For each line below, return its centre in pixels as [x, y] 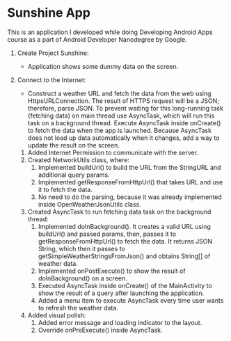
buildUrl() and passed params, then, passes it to [107, 234]
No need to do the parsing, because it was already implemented [130, 197]
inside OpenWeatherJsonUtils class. [89, 204]
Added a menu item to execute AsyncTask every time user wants [131, 300]
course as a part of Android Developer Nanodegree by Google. [97, 39]
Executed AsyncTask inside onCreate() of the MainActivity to [125, 285]
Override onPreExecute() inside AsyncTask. [100, 330]
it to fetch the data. [65, 189]
